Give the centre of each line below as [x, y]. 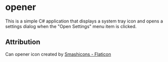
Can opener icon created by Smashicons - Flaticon [58, 54]
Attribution [23, 42]
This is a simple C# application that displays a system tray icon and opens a [84, 21]
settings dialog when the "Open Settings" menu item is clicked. [71, 26]
